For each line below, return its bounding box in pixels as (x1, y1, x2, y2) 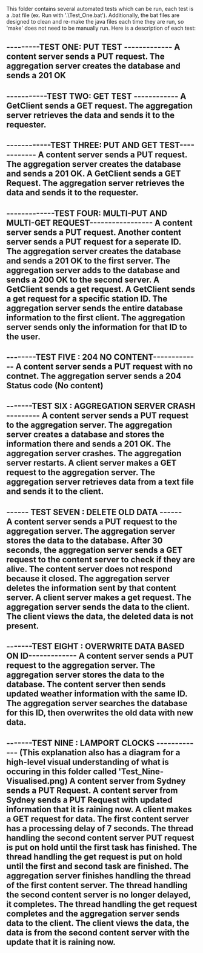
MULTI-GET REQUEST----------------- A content (6, 218, 193, 228)
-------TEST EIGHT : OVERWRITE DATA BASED (6, 641, 185, 652)
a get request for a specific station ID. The (6, 294, 168, 304)
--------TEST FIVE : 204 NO (6, 352, 112, 362)
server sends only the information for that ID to (6, 322, 187, 332)
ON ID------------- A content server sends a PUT (6, 651, 194, 661)
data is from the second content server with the (6, 928, 190, 938)
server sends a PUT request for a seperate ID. (6, 237, 182, 247)
